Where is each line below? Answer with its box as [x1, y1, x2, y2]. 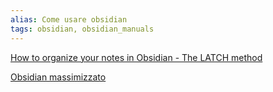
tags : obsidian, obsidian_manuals [10, 24, 155, 34]
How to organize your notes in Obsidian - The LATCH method [10, 51, 263, 63]
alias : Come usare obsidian [10, 14, 128, 25]
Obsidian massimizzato [10, 71, 107, 83]
